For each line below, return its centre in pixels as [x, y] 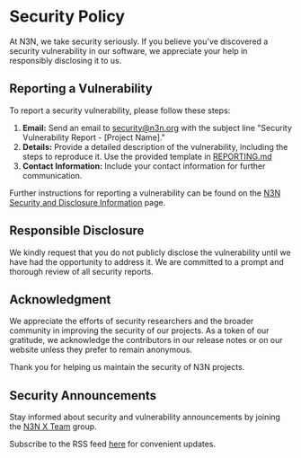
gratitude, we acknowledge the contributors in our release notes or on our [146, 340]
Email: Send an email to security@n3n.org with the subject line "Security [157, 128]
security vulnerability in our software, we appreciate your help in [128, 50]
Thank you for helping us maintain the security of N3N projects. [127, 367]
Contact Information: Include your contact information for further [144, 166]
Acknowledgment [60, 299]
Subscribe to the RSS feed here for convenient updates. [113, 444]
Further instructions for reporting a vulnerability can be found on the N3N [145, 193]
